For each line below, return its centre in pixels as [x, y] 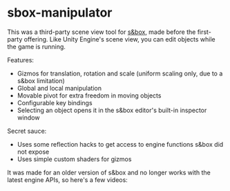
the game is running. [36, 46]
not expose [33, 152]
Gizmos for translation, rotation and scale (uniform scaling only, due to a [120, 73]
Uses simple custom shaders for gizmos [74, 159]
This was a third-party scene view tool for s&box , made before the [102, 32]
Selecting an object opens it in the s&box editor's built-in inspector [112, 110]
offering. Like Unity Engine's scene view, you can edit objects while [119, 39]
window [28, 117]
